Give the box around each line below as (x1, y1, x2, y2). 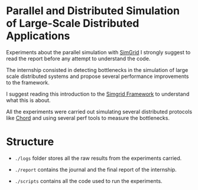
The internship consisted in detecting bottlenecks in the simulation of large (6, 66, 189, 73)
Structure (6, 135, 54, 149)
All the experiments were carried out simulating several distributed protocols (6, 108, 193, 115)
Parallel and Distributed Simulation (6, 4, 180, 18)
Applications (6, 30, 70, 42)
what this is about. (6, 96, 51, 104)
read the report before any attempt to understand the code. (6, 55, 151, 62)
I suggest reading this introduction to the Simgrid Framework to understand (6, 90, 190, 97)
